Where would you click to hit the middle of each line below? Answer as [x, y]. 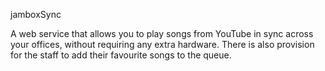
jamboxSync [36, 14]
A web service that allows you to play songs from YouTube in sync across [162, 33]
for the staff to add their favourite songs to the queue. [121, 55]
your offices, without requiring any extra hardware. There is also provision [162, 44]
